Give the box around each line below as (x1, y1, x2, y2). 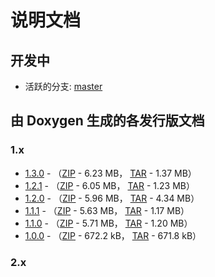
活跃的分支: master (24, 81, 103, 92)
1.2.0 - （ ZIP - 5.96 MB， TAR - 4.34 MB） (24, 192, 200, 204)
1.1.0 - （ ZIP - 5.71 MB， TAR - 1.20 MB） (24, 217, 193, 229)
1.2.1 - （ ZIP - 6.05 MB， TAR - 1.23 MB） (24, 179, 195, 191)
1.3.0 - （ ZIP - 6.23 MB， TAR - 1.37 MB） (24, 167, 197, 179)
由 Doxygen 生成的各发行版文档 (10, 112, 205, 130)
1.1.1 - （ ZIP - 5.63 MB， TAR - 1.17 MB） (24, 204, 190, 216)
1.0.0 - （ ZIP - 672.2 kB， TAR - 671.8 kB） (24, 229, 202, 241)
